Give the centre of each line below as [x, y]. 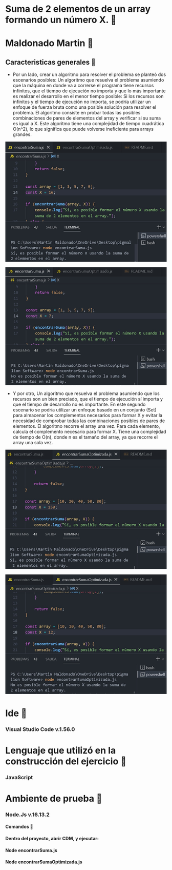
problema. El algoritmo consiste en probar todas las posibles [77, 113]
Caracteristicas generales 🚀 [51, 62]
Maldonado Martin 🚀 [49, 43]
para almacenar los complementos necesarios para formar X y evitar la [88, 416]
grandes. [22, 134]
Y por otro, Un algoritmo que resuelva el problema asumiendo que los [86, 393]
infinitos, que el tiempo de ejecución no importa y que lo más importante [89, 91]
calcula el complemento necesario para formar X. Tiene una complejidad [89, 432]
